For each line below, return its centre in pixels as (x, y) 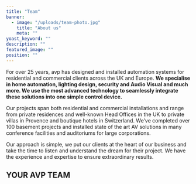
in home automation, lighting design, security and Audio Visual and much (97, 84)
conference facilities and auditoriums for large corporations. (78, 133)
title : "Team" (23, 11)
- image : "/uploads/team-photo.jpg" (56, 22)
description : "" (26, 45)
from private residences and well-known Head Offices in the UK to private (95, 114)
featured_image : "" (30, 50)
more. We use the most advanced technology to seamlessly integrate (92, 90)
